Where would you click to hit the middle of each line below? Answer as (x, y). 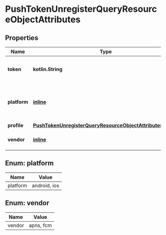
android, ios (45, 185)
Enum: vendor (27, 203)
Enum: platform (29, 163)
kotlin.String (48, 69)
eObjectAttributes (43, 20)
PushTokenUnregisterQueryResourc (81, 9)
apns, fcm (40, 225)
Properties (22, 38)
